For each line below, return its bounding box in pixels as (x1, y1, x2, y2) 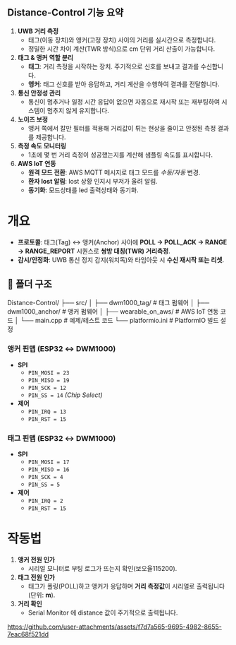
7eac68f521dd (7, 630, 49, 639)
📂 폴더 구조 (7, 278, 53, 290)
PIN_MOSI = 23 (27, 369, 70, 377)
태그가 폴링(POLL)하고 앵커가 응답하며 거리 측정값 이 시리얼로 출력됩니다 (27, 582, 225, 591)
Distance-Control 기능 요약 (7, 6, 124, 19)
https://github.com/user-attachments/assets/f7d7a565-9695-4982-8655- (7, 622, 222, 631)
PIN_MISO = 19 (27, 377, 70, 384)
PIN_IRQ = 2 (27, 497, 63, 505)
